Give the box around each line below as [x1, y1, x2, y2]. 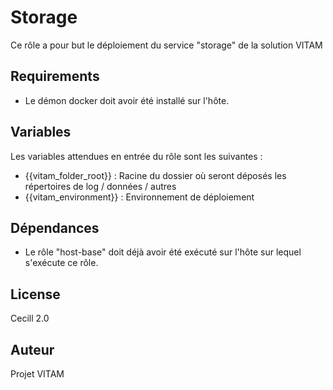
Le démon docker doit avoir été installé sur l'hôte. [24, 94, 230, 106]
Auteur [10, 341, 55, 358]
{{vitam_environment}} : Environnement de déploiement [24, 191, 255, 203]
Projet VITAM [10, 368, 65, 380]
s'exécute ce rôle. [24, 257, 99, 269]
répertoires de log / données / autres [24, 180, 177, 192]
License [10, 286, 61, 303]
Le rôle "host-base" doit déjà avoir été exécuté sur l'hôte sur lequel [24, 246, 302, 258]
